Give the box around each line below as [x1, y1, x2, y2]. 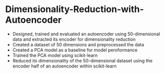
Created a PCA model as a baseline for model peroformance [12, 47, 138, 53]
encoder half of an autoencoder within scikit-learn [12, 63, 117, 69]
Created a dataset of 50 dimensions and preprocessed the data [12, 41, 144, 47]
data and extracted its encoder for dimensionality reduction [12, 36, 136, 42]
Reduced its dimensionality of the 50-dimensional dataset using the [12, 57, 153, 63]
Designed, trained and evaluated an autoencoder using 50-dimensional [12, 31, 160, 37]
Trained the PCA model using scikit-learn [12, 52, 98, 58]
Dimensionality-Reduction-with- [5, 4, 144, 15]
